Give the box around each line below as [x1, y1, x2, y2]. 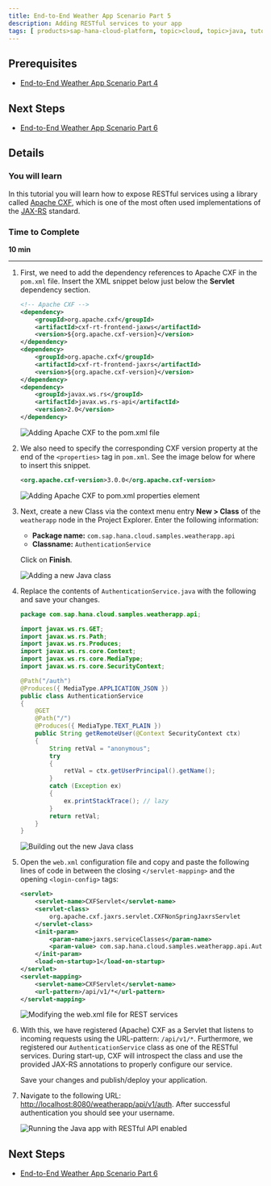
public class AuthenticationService [19, 692, 144, 700]
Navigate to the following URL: [19, 1091, 122, 1100]
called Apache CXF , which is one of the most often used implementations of [8, 197, 261, 207]
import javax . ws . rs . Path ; [19, 632, 107, 640]
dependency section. [19, 284, 91, 295]
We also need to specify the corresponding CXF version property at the [19, 443, 258, 453]
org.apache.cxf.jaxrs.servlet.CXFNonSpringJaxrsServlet [49, 912, 241, 920]
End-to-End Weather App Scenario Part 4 [19, 78, 159, 88]
